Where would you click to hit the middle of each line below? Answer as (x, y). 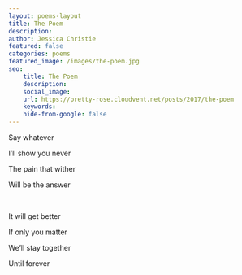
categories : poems (39, 54)
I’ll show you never (40, 153)
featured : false (36, 46)
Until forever (29, 264)
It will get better (35, 216)
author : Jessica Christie (52, 39)
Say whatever (31, 137)
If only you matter (38, 232)
